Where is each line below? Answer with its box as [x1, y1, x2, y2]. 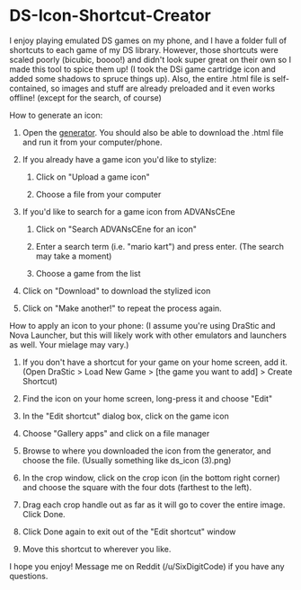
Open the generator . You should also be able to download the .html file [22, 127, 284, 137]
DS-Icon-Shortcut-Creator [9, 5, 211, 26]
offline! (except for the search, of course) [9, 92, 162, 103]
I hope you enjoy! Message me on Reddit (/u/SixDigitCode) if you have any [9, 560, 285, 571]
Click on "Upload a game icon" [35, 172, 150, 182]
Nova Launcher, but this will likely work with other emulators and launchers [9, 330, 288, 340]
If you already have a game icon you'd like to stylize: [22, 154, 217, 164]
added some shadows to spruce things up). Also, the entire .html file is [9, 73, 271, 84]
